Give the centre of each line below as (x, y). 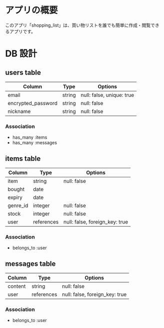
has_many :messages (35, 143)
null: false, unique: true (107, 95)
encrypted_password (32, 103)
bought (16, 189)
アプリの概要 (32, 10)
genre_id (18, 205)
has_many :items (30, 137)
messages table (30, 263)
